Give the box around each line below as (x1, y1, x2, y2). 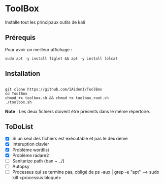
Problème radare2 (12, 152, 49, 158)
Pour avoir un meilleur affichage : (5, 46, 72, 52)
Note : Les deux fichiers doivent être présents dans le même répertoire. (5, 108, 150, 114)
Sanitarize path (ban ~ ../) (12, 158, 65, 164)
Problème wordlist (12, 147, 49, 153)
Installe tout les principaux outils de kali (5, 19, 85, 25)
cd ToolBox (5, 91, 28, 96)
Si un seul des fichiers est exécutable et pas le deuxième (12, 136, 128, 142)
